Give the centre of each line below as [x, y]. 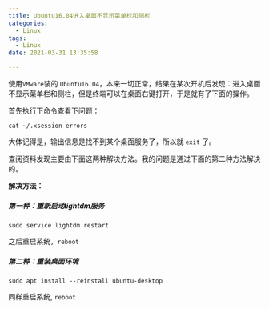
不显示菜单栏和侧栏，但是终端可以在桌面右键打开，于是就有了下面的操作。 [131, 94]
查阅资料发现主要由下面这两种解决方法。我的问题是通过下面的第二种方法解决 [134, 159]
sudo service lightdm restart [59, 225]
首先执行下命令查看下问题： [54, 110]
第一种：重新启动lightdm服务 [56, 206]
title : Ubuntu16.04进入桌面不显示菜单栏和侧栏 [79, 16]
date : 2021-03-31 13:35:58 [53, 53]
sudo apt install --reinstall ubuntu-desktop [85, 281]
